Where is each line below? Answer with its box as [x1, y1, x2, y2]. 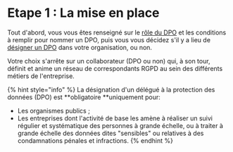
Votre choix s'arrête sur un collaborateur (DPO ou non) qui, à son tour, [7, 56, 210, 65]
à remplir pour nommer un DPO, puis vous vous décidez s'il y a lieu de [7, 35, 211, 44]
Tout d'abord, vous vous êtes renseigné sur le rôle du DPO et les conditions [7, 28, 227, 37]
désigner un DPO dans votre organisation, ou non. [7, 43, 153, 51]
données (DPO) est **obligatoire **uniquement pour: [7, 93, 160, 101]
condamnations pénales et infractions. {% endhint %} [17, 136, 174, 145]
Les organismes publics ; [17, 106, 90, 115]
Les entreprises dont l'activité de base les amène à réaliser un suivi [17, 114, 213, 122]
